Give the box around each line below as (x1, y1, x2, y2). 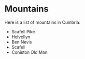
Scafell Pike (11, 29, 35, 34)
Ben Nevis (11, 39, 32, 44)
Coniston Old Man (11, 49, 48, 55)
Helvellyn (11, 34, 30, 40)
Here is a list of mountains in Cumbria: (4, 19, 81, 25)
